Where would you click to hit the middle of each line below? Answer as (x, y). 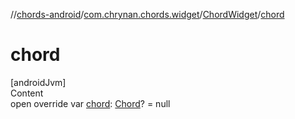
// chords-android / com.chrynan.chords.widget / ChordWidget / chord (147, 14)
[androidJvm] (38, 82)
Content (27, 93)
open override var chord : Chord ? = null (90, 103)
